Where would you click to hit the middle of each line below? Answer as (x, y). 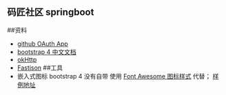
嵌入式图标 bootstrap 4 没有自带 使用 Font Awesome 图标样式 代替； (114, 76)
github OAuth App (43, 44)
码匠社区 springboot (51, 12)
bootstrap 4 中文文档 (47, 52)
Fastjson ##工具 (40, 68)
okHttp (27, 59)
